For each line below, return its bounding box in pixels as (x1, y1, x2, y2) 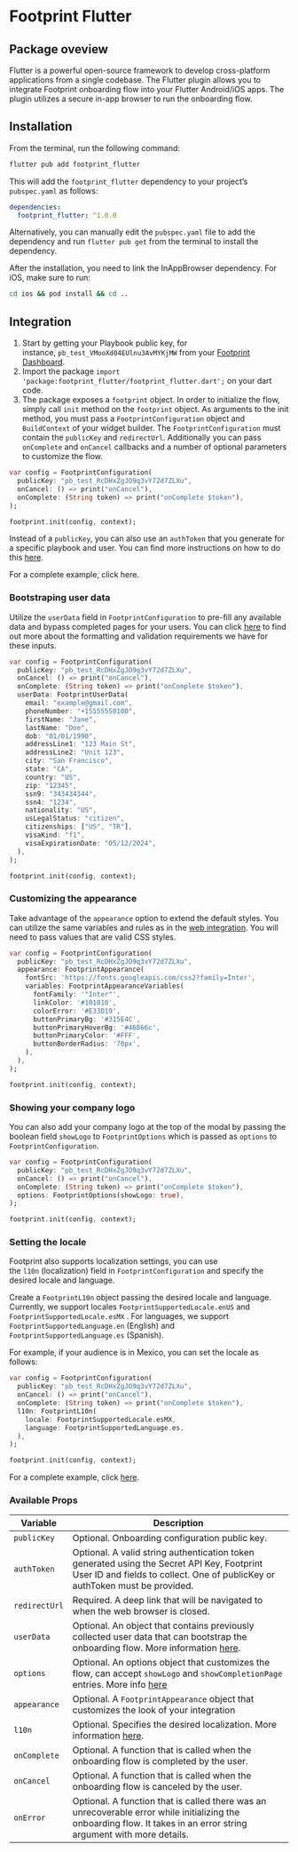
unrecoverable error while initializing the (72, 1806, 240, 1818)
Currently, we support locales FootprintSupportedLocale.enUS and (9, 1301, 251, 1312)
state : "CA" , (25, 765, 74, 774)
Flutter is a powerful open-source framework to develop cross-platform (9, 65, 271, 76)
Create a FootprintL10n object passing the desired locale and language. (9, 1292, 272, 1303)
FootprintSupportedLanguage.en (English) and (9, 1321, 176, 1331)
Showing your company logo (9, 1101, 136, 1114)
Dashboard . (21, 357, 66, 368)
